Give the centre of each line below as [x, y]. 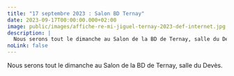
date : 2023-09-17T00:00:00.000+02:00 [62, 20]
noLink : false [28, 46]
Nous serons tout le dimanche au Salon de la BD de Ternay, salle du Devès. [115, 65]
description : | [29, 33]
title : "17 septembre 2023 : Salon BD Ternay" [76, 13]
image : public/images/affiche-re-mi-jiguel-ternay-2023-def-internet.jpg [117, 26]
